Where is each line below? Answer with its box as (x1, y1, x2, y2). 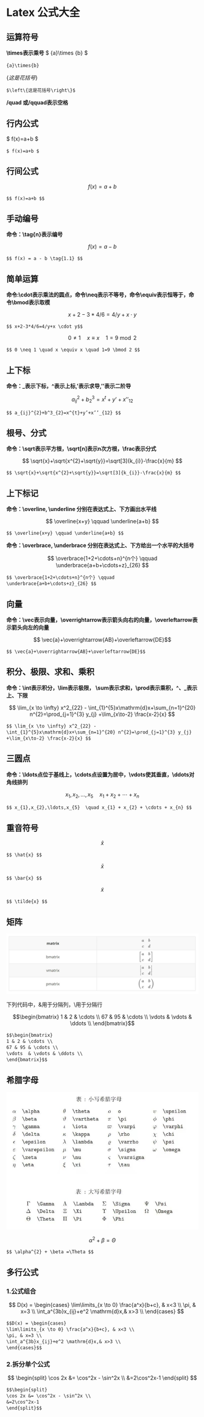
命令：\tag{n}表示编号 (6, 230, 63, 238)
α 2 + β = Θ (88, 1235, 116, 1244)
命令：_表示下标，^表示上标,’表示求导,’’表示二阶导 (6, 383, 132, 390)
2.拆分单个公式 (6, 1360, 50, 1369)
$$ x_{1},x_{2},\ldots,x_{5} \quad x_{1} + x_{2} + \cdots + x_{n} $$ (6, 804, 192, 811)
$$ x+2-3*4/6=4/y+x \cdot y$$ (6, 323, 83, 330)
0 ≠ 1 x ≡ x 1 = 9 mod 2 (68, 334, 137, 342)
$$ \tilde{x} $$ (6, 899, 47, 905)
